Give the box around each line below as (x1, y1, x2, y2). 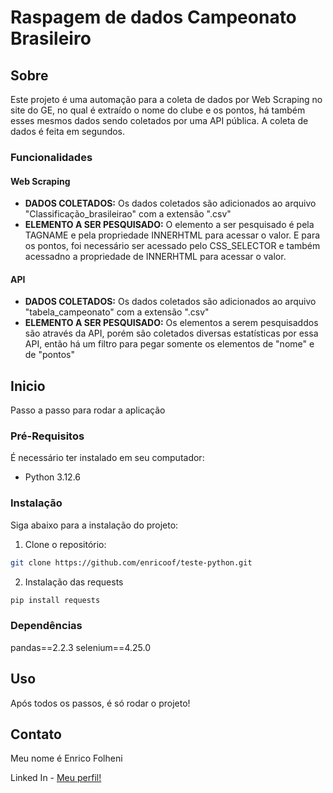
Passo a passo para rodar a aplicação (10, 404, 166, 416)
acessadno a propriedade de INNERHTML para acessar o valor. (24, 251, 287, 263)
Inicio (10, 377, 46, 395)
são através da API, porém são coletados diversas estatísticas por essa (24, 327, 319, 340)
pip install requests (10, 595, 101, 605)
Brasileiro (10, 27, 92, 50)
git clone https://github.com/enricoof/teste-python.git (10, 557, 253, 568)
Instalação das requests (24, 576, 124, 588)
